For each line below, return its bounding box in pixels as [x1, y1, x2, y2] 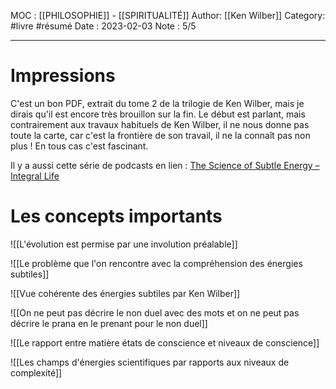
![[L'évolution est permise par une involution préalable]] [10, 238, 238, 250]
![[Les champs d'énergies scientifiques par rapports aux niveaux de [10, 356, 290, 368]
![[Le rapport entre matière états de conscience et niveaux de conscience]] [10, 336, 320, 349]
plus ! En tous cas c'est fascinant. [10, 140, 149, 152]
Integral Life [10, 170, 60, 182]
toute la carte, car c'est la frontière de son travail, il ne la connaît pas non [10, 129, 311, 141]
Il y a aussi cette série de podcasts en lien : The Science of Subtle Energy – [10, 159, 320, 171]
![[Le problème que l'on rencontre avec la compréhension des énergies [10, 257, 303, 269]
